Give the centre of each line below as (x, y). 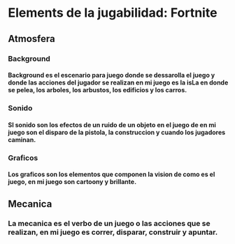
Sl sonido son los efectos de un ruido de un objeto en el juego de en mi (112, 124)
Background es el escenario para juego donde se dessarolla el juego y (112, 76)
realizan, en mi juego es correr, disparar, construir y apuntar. (113, 232)
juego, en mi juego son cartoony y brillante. (72, 182)
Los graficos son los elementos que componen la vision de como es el (112, 174)
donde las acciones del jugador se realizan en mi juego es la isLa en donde (118, 82)
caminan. (22, 139)
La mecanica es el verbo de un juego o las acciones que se (109, 224)
